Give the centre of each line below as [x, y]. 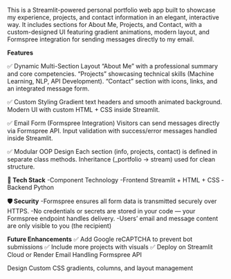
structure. [21, 166]
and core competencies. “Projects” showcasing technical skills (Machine [111, 74]
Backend [20, 187]
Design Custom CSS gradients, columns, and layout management [100, 268]
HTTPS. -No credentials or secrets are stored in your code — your [101, 211]
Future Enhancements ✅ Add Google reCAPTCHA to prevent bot [100, 239]
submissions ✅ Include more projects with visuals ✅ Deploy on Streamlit [110, 247]
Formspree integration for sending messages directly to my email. [101, 39]
